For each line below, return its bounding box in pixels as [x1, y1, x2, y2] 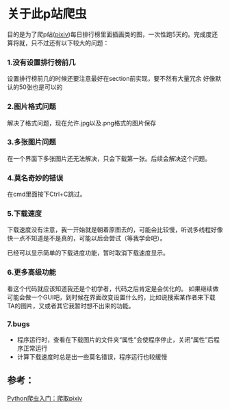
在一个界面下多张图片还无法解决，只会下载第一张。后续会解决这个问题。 [7, 154, 211, 162]
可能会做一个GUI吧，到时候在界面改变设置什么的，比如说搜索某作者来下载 [7, 293, 216, 301]
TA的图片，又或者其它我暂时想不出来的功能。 [7, 301, 135, 310]
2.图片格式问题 [7, 102, 56, 112]
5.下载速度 [7, 209, 42, 219]
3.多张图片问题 [7, 138, 56, 147]
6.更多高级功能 [7, 268, 56, 277]
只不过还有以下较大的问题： [30, 38, 110, 47]
